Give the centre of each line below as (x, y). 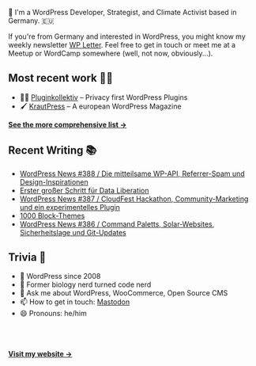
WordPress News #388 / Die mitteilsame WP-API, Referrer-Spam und (132, 173)
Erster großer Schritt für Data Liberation (84, 190)
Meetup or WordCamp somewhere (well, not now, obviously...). (111, 53)
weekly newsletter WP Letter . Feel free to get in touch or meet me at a (122, 45)
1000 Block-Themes (52, 215)
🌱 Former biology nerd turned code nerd (85, 284)
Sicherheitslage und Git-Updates (73, 232)
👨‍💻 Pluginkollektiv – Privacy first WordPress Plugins (104, 97)
